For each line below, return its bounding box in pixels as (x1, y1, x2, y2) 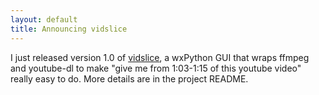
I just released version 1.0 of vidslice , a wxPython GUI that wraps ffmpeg (10, 51, 310, 63)
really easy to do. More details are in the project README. (10, 72, 249, 85)
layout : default (10, 14, 78, 25)
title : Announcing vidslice (10, 24, 128, 34)
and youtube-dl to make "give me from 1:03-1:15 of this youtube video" (10, 62, 302, 74)
